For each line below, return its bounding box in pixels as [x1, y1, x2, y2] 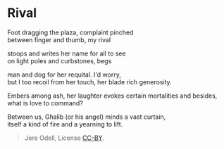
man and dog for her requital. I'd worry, [7, 70, 121, 79]
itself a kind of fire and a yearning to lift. [7, 119, 123, 128]
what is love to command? [7, 98, 83, 107]
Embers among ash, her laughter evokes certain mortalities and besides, [7, 91, 218, 100]
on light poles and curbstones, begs [7, 56, 112, 65]
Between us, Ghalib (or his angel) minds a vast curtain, [7, 112, 166, 121]
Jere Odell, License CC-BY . [24, 134, 104, 142]
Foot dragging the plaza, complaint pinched [7, 28, 134, 37]
